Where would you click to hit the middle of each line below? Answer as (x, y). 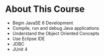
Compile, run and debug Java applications (56, 28)
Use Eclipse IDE (29, 39)
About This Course (45, 9)
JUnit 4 (20, 49)
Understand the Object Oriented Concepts (56, 33)
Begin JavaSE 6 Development (43, 23)
